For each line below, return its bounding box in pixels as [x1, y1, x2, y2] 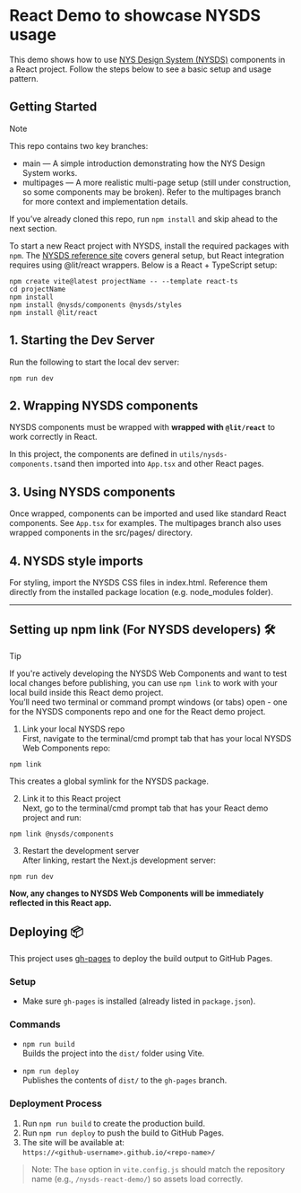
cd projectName [9, 285, 66, 294]
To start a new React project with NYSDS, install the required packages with [9, 240, 289, 251]
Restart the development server [21, 845, 140, 855]
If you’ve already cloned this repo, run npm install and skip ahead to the [9, 213, 278, 224]
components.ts [9, 460, 63, 469]
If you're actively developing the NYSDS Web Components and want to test [9, 668, 288, 679]
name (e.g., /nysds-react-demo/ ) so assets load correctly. [30, 1173, 244, 1184]
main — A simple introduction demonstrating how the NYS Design [21, 158, 266, 169]
